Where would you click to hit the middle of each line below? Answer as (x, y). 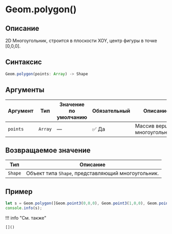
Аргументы (25, 90)
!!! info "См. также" (26, 218)
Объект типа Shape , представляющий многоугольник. (92, 174)
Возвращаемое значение (48, 150)
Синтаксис (24, 62)
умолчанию (72, 117)
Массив (145, 125)
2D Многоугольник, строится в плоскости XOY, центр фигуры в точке (81, 40)
